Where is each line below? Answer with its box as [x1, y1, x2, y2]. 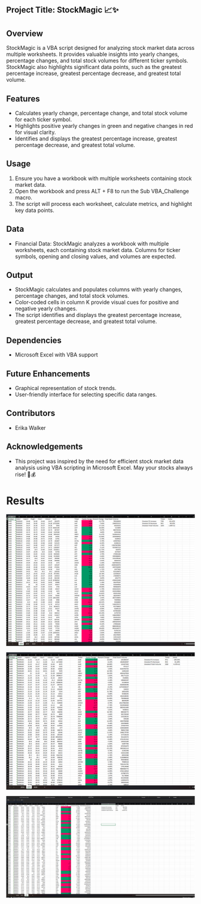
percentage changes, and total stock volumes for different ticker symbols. [6, 57, 188, 64]
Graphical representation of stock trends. [14, 385, 117, 392]
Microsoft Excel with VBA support [14, 351, 98, 358]
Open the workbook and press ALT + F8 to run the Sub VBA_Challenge [14, 187, 190, 194]
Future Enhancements [6, 369, 91, 379]
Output [6, 270, 33, 280]
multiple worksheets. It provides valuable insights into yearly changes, [6, 50, 179, 58]
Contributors [6, 408, 56, 418]
